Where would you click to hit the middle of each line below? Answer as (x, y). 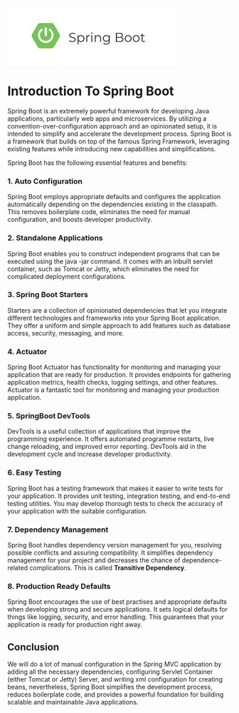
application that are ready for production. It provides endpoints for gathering (119, 375)
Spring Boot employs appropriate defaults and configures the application (114, 197)
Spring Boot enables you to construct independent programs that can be (114, 253)
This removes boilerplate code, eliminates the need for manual (99, 212)
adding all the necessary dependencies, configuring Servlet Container (110, 672)
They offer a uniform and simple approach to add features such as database (119, 325)
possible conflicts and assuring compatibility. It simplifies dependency (110, 553)
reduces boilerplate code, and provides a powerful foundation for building (116, 694)
